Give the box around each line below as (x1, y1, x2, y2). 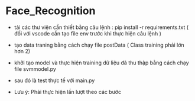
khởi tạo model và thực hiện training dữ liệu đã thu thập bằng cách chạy (14, 59, 190, 66)
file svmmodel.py (14, 65, 57, 72)
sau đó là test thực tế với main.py (14, 77, 95, 84)
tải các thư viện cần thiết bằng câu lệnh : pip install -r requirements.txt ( (14, 24, 189, 31)
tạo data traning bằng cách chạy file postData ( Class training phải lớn (14, 41, 184, 48)
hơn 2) (14, 47, 31, 54)
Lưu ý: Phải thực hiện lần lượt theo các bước (14, 88, 122, 95)
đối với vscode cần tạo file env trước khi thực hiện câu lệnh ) (14, 30, 162, 37)
